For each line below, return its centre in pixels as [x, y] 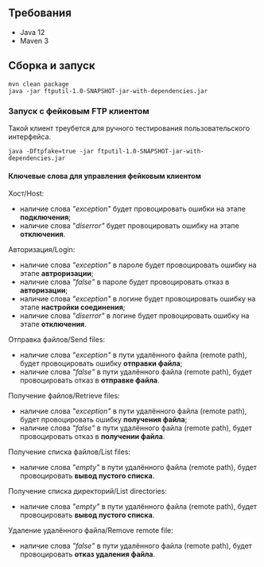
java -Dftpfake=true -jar [51, 151]
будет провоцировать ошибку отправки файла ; [101, 363]
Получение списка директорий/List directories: [87, 491]
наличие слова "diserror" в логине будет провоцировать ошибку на [134, 316]
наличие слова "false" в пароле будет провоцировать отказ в [124, 282]
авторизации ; [44, 290]
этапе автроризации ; [56, 274]
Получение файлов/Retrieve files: [64, 396]
